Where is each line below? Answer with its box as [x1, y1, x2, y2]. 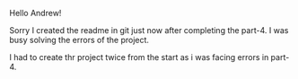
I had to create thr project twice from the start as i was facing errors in [9, 52, 269, 62]
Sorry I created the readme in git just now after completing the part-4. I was [9, 25, 289, 35]
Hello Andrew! [9, 8, 62, 18]
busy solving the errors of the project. [9, 35, 150, 45]
